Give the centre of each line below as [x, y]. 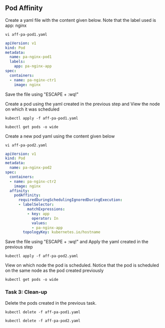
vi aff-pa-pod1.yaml [26, 34]
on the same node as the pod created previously [54, 270]
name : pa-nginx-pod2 [31, 168]
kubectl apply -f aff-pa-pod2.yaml [42, 256]
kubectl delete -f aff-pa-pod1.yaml [43, 312]
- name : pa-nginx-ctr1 [33, 80]
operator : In [45, 218]
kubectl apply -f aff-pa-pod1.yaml [42, 118]
